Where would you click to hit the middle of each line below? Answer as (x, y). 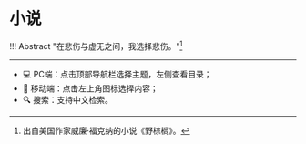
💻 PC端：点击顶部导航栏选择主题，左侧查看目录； (117, 74)
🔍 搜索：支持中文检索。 (68, 99)
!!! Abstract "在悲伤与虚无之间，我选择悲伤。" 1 (96, 45)
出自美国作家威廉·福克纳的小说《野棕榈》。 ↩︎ (106, 130)
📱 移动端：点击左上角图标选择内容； (90, 88)
